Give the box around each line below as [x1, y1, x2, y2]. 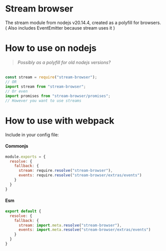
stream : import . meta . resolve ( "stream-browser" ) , [18, 222, 122, 228]
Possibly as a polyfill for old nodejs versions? [17, 59, 111, 65]
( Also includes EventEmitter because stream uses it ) [5, 25, 115, 31]
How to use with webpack [5, 115, 114, 126]
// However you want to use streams [5, 98, 81, 103]
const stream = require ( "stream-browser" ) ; [5, 75, 97, 80]
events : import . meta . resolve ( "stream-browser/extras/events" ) [18, 227, 151, 232]
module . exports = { [5, 154, 46, 159]
